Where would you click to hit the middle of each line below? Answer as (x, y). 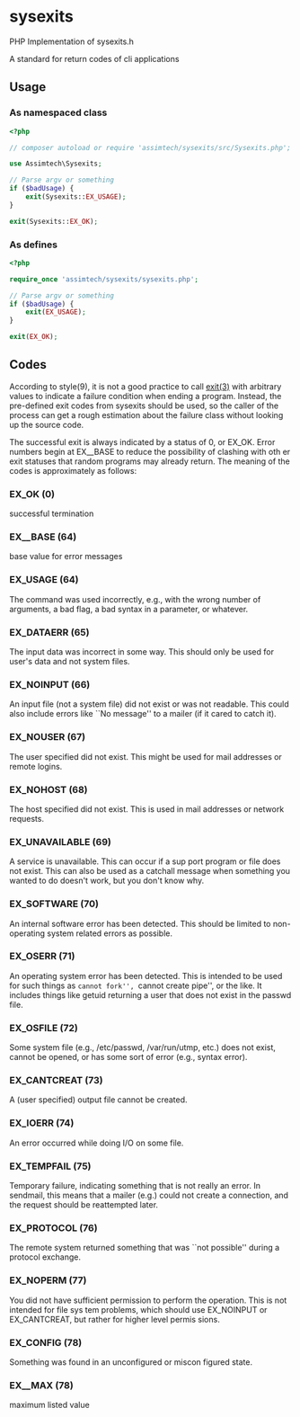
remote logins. (36, 766)
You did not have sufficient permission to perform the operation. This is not (148, 1300)
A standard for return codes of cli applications (94, 58)
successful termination (52, 513)
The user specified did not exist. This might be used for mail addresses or (146, 756)
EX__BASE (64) (43, 537)
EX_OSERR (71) (42, 957)
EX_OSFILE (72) (44, 1028)
